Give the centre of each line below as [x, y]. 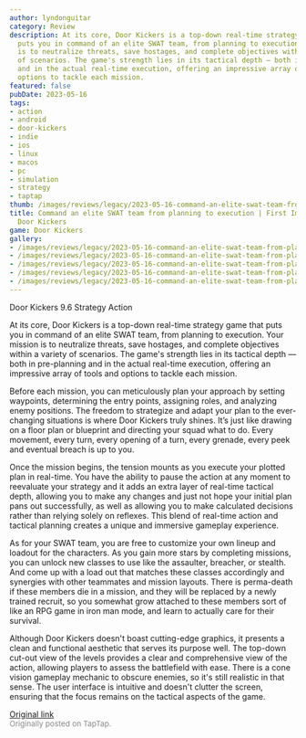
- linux [24, 153]
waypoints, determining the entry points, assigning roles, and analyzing [143, 401]
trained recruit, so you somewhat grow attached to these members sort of [148, 601]
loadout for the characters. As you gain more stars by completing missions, [150, 553]
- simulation [34, 179]
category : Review [42, 26]
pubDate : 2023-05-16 [49, 94]
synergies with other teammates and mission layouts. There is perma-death [151, 582]
